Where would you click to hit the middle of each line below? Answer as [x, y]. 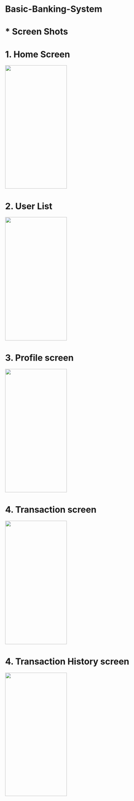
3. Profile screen [39, 358]
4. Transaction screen [51, 510]
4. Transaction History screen [67, 661]
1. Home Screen [38, 54]
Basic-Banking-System [54, 9]
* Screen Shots [36, 32]
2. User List [29, 206]
